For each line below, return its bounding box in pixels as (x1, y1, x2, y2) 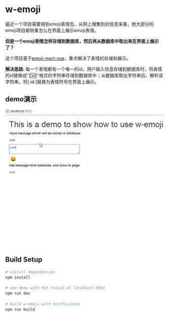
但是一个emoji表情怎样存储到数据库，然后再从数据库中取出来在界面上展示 (5, 38, 159, 44)
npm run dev (5, 291, 30, 296)
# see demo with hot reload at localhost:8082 (5, 286, 105, 291)
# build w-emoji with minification (5, 301, 80, 306)
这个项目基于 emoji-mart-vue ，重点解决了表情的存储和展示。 (5, 55, 131, 61)
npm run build (5, 307, 35, 312)
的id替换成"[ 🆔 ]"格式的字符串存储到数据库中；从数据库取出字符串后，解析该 (5, 72, 163, 78)
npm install (5, 275, 30, 280)
